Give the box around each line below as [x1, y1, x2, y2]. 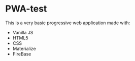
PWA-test [5, 3, 47, 15]
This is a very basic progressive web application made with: [5, 20, 130, 26]
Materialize [12, 45, 37, 51]
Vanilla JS [12, 29, 33, 35]
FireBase [12, 51, 31, 57]
